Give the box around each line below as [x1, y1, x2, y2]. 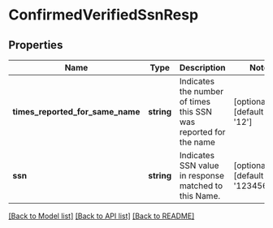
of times [179, 96, 211, 107]
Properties [8, 38, 63, 52]
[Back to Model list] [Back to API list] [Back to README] [8, 211, 195, 221]
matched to [179, 180, 223, 191]
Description [179, 62, 226, 73]
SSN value [179, 160, 219, 171]
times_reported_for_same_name [12, 106, 141, 117]
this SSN [179, 106, 213, 117]
